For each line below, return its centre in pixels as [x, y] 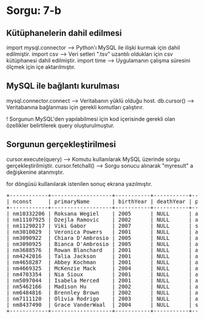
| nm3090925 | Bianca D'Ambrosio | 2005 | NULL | [99, 244]
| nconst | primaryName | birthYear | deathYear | [99, 201]
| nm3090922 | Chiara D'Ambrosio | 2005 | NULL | [99, 238]
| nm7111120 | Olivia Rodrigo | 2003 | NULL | [99, 299]
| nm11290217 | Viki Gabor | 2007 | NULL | [99, 226]
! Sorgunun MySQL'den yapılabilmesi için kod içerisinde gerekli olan [91, 118]
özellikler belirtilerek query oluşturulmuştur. [60, 125]
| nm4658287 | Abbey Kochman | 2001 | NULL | [99, 262]
